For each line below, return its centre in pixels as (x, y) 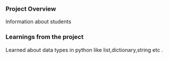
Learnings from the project (44, 37)
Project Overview (31, 9)
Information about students (39, 22)
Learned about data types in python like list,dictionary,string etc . (84, 50)
